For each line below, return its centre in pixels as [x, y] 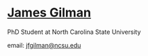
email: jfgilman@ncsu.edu [44, 45]
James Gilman [49, 13]
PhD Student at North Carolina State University [74, 32]
